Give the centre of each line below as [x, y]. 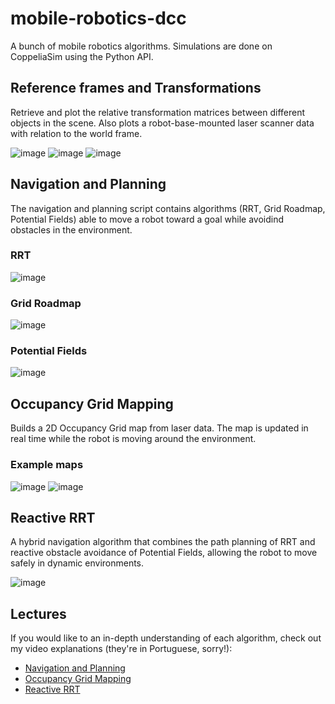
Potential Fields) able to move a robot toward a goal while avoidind [147, 219]
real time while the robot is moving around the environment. [133, 439]
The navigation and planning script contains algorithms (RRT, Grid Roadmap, [168, 208]
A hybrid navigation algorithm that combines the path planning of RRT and [163, 542]
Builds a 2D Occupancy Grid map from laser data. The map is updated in [159, 428]
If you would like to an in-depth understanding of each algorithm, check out [166, 638]
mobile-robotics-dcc [98, 18]
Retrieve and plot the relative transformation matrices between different [158, 112]
